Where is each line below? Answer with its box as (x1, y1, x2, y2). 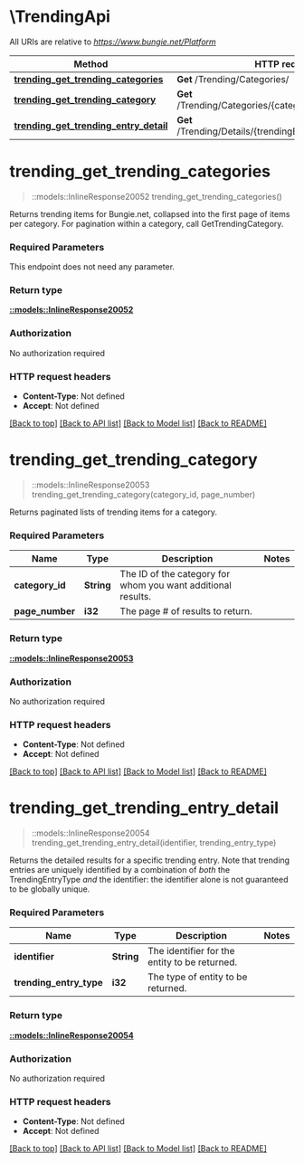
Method (73, 57, 109, 70)
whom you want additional (119, 579, 233, 591)
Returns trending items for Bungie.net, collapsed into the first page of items (9, 208, 290, 219)
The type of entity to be (147, 970, 248, 983)
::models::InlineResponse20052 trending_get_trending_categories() (31, 191, 282, 202)
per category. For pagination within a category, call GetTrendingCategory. (9, 218, 284, 229)
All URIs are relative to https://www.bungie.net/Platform (9, 36, 217, 47)
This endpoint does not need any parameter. (9, 261, 175, 272)
